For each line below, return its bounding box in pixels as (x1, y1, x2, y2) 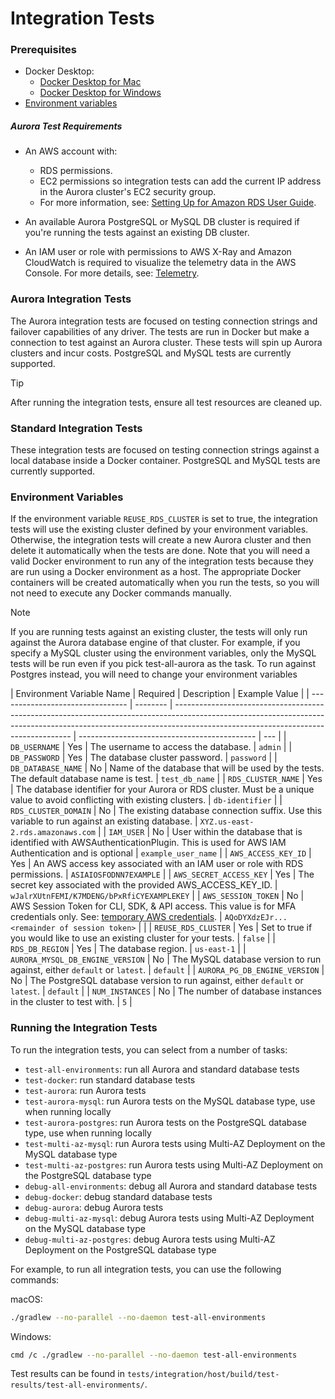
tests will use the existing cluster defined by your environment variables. (10, 523, 309, 536)
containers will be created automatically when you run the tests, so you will (10, 577, 320, 589)
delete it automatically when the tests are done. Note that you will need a (10, 545, 311, 557)
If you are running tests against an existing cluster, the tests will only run (10, 626, 308, 638)
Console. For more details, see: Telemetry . (24, 267, 200, 279)
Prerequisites (10, 43, 77, 57)
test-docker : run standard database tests (24, 1073, 196, 1086)
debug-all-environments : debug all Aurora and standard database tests (24, 1180, 318, 1192)
